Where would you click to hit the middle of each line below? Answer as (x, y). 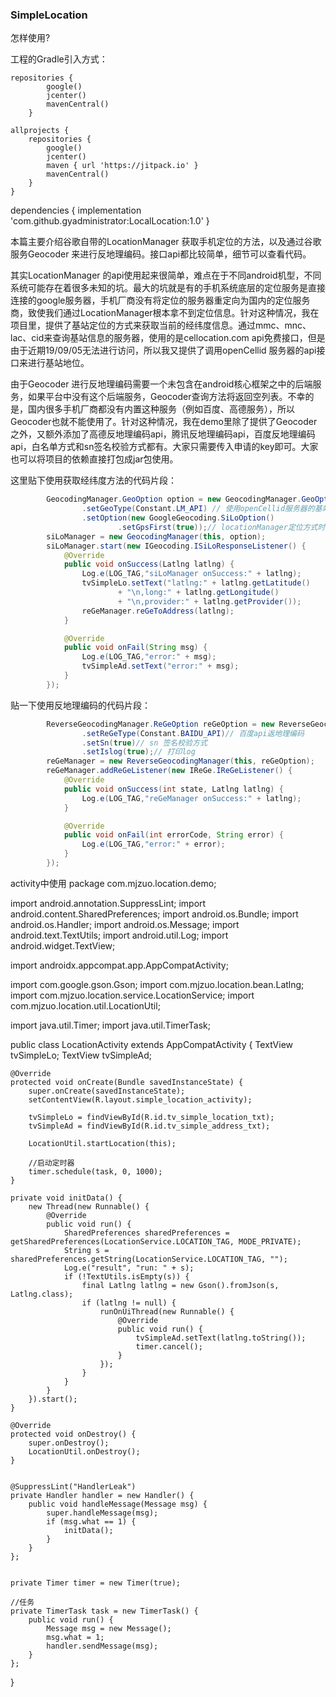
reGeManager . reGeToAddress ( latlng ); (158, 611)
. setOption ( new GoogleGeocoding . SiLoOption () (178, 518)
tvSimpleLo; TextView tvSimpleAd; (81, 1055)
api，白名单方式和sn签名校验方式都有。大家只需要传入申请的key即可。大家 (164, 447)
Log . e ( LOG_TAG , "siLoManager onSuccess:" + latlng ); (191, 574)
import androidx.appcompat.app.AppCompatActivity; (119, 965)
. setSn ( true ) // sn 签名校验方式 (144, 743)
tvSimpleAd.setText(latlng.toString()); (221, 1338)
